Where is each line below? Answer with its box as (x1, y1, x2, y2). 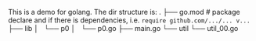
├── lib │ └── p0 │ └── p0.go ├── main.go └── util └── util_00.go (8, 24, 239, 32)
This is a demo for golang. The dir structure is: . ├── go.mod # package (8, 8, 240, 16)
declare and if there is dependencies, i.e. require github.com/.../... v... (8, 15, 251, 25)
